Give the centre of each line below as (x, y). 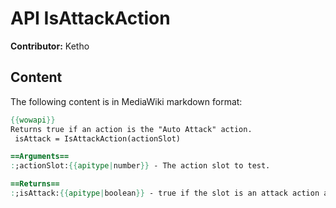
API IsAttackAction (90, 18)
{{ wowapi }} (33, 120)
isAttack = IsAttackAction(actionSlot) (98, 138)
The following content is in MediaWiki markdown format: (126, 101)
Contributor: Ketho (50, 46)
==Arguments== (40, 157)
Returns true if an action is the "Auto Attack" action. (131, 129)
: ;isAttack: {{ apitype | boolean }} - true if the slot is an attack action (165, 193)
